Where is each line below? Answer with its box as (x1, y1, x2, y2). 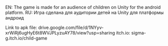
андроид (5, 15, 24, 20)
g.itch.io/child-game (5, 35, 48, 41)
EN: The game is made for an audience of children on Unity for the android (5, 4, 161, 10)
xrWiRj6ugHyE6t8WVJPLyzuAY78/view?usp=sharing (5, 30, 115, 35)
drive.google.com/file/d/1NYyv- (38, 24, 104, 30)
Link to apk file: (5, 24, 37, 30)
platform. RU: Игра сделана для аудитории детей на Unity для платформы (5, 9, 164, 15)
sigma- (131, 30, 146, 35)
